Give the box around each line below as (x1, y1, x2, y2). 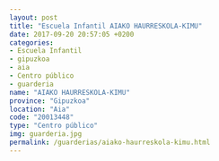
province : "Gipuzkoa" (9, 96, 91, 106)
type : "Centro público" (9, 122, 99, 131)
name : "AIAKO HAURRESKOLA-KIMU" (9, 88, 130, 97)
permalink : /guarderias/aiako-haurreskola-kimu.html (9, 138, 211, 147)
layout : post (9, 13, 58, 22)
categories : (9, 38, 54, 47)
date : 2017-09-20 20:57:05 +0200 (9, 30, 135, 38)
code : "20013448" (9, 113, 74, 122)
